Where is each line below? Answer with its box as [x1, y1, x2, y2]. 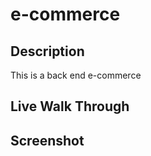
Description [10, 43, 85, 60]
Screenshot [10, 132, 85, 149]
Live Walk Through [10, 98, 130, 115]
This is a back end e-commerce [10, 69, 142, 81]
